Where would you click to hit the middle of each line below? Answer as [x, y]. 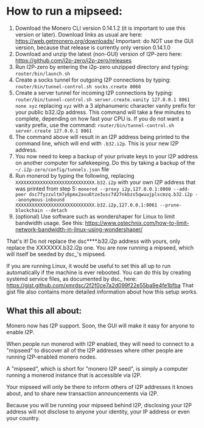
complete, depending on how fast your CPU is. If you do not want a [99, 118]
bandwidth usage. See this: [49, 223]
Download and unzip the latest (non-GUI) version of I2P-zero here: [99, 54]
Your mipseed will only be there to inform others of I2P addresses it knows [100, 387]
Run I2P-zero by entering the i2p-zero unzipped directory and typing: [102, 67]
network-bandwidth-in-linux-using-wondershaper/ [79, 229]
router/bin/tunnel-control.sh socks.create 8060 [78, 86]
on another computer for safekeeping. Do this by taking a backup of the [105, 163]
